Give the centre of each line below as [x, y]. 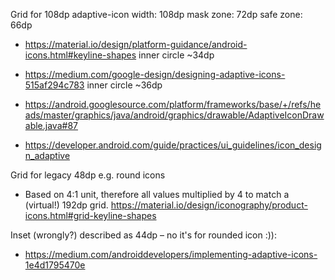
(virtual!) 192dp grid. [66, 205]
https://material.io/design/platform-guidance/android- [136, 44]
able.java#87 [51, 125]
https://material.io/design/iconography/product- [209, 205]
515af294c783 [54, 85]
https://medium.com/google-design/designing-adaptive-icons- [155, 74]
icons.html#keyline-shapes [80, 55]
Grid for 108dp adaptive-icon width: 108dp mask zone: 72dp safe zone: [156, 14]
